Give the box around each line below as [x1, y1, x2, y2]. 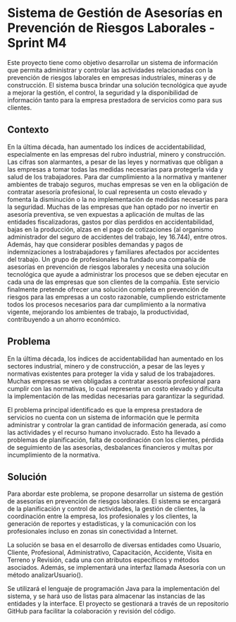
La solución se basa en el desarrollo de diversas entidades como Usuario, [7, 541, 222, 549]
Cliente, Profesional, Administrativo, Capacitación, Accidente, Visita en [7, 549, 213, 557]
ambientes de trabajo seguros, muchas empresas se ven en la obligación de [7, 180, 229, 189]
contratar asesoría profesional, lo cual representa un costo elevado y [7, 187, 207, 196]
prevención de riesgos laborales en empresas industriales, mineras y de [7, 73, 216, 82]
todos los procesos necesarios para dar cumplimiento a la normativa [7, 300, 206, 309]
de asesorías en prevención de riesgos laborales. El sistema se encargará [7, 497, 221, 506]
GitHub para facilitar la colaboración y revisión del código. [7, 607, 176, 616]
